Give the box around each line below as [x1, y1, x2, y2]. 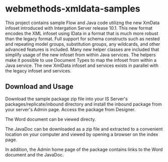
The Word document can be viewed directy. [5, 116, 97, 122]
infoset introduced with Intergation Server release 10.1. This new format [5, 25, 152, 31]
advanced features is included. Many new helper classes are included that [5, 46, 159, 52]
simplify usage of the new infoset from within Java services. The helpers [5, 51, 156, 58]
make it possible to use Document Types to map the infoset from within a [5, 57, 157, 63]
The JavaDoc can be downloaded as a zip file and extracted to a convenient [5, 126, 163, 132]
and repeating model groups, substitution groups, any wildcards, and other [5, 41, 160, 47]
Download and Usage [5, 83, 74, 91]
